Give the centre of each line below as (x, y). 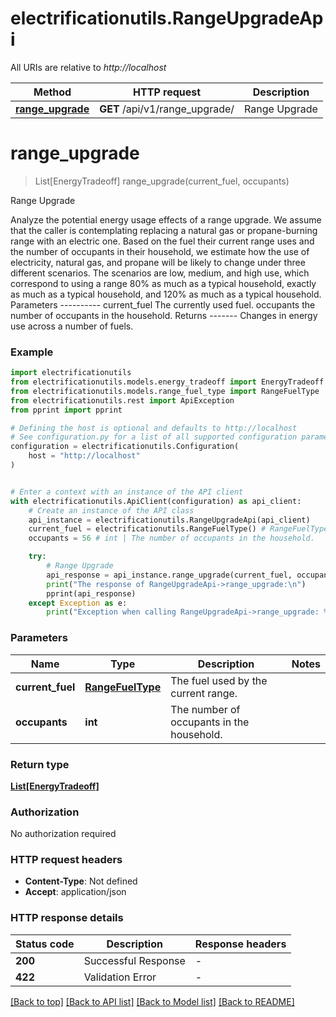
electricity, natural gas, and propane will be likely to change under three (158, 262)
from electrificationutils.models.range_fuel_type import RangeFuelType (165, 391)
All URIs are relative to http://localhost (88, 67)
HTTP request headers (66, 860)
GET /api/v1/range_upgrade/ (167, 109)
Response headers (240, 944)
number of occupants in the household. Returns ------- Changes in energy (164, 315)
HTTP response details (67, 918)
